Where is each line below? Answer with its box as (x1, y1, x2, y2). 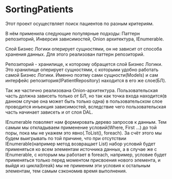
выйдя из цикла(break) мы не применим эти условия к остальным (5, 162, 150, 168)
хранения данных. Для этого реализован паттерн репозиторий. (5, 51, 145, 57)
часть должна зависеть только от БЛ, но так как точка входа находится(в (5, 93, 167, 99)
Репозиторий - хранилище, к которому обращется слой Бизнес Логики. (5, 61, 163, 67)
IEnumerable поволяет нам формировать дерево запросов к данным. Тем (5, 119, 167, 125)
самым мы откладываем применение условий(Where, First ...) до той (5, 124, 157, 130)
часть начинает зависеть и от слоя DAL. (5, 109, 93, 115)
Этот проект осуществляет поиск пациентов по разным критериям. (5, 20, 154, 27)
